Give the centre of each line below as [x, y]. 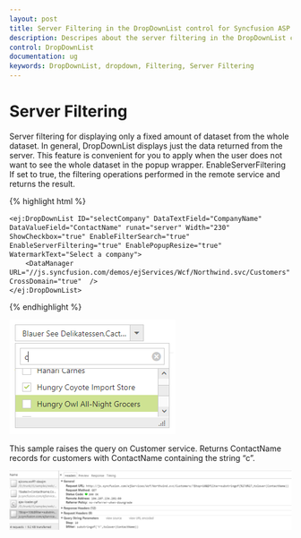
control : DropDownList [52, 47]
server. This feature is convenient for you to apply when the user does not [146, 155]
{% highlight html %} [48, 201]
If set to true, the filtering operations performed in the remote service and [145, 174]
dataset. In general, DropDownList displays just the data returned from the [146, 145]
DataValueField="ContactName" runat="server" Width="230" [120, 227]
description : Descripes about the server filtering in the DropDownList [148, 38]
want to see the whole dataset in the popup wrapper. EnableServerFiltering [148, 165]
